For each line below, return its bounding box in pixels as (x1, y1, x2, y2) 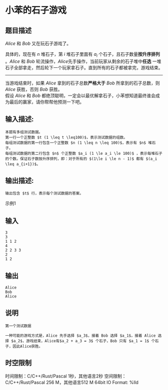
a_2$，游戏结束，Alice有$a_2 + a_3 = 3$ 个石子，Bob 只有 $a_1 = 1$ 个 (13, 338, 155, 343)
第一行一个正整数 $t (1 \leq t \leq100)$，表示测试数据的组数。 (5, 135, 127, 140)
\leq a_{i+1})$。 (5, 161, 41, 166)
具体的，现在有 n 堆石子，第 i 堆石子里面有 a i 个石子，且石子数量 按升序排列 (5, 51, 160, 58)
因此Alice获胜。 (12, 344, 43, 349)
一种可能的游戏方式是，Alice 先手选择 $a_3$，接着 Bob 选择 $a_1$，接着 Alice (5, 333, 156, 338)
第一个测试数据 (5, 323, 31, 328)
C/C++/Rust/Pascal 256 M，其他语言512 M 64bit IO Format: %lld (5, 379, 139, 385)
